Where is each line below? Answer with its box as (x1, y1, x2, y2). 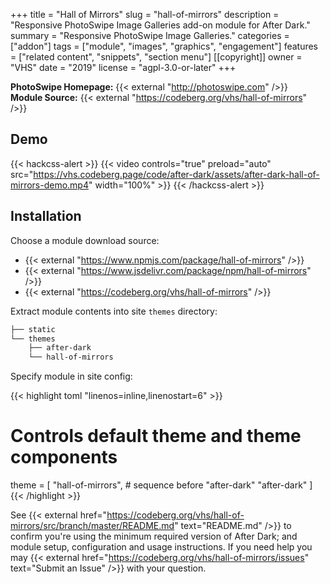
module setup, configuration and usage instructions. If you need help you (10, 541, 313, 553)
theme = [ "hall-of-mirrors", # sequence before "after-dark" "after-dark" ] (10, 479, 313, 491)
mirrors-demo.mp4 (10, 179, 89, 191)
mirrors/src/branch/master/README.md (10, 520, 175, 532)
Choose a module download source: (10, 234, 160, 246)
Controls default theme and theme (10, 425, 302, 448)
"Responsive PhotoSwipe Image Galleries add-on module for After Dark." (10, 19, 311, 31)
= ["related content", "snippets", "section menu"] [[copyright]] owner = (10, 51, 303, 63)
